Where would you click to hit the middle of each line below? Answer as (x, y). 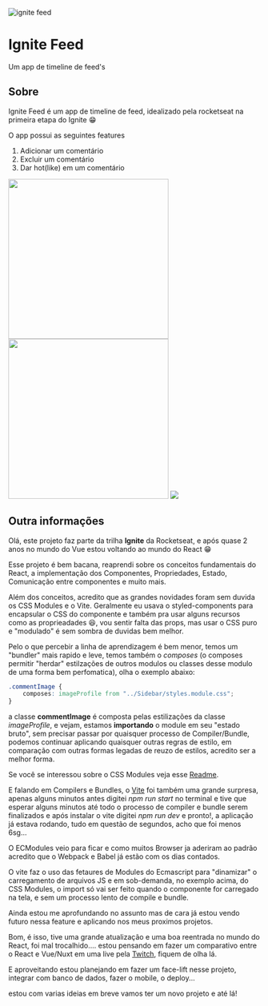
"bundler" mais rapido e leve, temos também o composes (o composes (126, 655)
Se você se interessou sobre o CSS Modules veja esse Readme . (114, 775)
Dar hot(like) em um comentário (72, 167)
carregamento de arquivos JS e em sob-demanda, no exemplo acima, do (129, 880)
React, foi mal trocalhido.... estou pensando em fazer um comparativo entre (133, 946)
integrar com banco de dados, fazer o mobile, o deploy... (102, 978)
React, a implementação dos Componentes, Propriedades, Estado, (118, 573)
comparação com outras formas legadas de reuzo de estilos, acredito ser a (132, 751)
